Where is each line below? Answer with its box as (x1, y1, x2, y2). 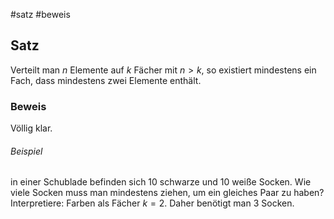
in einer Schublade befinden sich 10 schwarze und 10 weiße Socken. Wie (10, 176, 312, 188)
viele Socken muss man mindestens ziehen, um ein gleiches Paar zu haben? (10, 187, 325, 199)
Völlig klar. (10, 122, 53, 134)
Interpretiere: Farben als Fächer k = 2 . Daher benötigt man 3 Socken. (10, 197, 295, 209)
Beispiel (10, 145, 43, 157)
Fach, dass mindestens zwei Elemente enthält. (10, 74, 202, 86)
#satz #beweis (10, 9, 71, 20)
